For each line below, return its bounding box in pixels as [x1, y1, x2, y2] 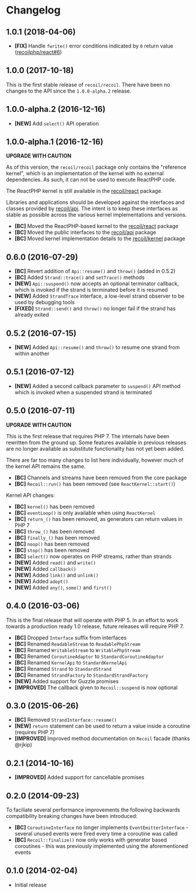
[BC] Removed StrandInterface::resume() [14, 716, 117, 724]
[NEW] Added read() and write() [14, 559, 97, 566]
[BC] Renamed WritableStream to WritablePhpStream [14, 646, 140, 653]
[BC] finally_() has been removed [14, 534, 100, 541]
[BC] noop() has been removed [14, 540, 90, 547]
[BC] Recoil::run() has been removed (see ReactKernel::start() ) [14, 480, 176, 487]
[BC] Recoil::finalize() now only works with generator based [14, 836, 167, 843]
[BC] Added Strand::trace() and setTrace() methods [14, 274, 145, 281]
